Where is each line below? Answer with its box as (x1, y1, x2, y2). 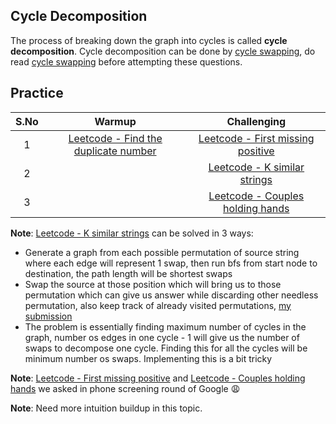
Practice (10, 85, 64, 102)
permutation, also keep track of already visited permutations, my (24, 299, 292, 311)
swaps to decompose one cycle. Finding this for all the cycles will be (24, 342, 308, 354)
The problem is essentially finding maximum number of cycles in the (24, 320, 307, 333)
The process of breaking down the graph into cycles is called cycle (10, 34, 288, 46)
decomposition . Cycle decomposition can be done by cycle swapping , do (10, 45, 316, 57)
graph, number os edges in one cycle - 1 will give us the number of (24, 331, 300, 343)
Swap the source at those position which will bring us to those (24, 278, 282, 290)
